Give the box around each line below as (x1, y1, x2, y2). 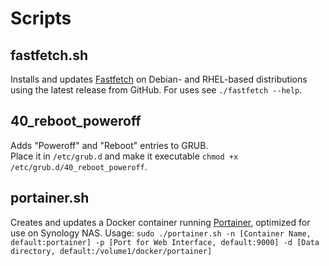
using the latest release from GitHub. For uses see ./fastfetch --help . (10, 84, 303, 96)
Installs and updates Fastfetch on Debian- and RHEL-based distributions (10, 73, 308, 85)
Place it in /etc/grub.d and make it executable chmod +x (10, 150, 239, 162)
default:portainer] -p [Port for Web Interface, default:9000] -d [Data (10, 237, 320, 247)
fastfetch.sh (10, 47, 89, 64)
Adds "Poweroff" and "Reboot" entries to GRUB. (10, 139, 209, 151)
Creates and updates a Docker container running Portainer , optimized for (10, 216, 311, 228)
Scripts (10, 7, 72, 30)
